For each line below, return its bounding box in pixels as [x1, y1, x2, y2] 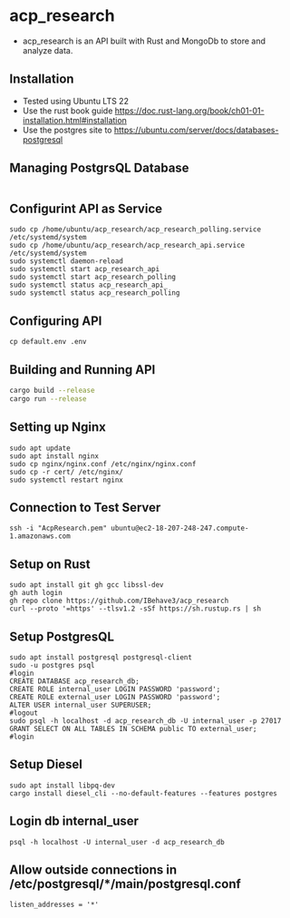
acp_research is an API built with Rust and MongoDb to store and [22, 35, 266, 46]
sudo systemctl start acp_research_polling [9, 273, 177, 282]
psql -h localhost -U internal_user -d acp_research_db [9, 837, 225, 846]
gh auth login [9, 589, 63, 598]
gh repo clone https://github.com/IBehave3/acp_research [9, 596, 229, 606]
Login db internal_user [9, 814, 139, 829]
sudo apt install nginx [9, 451, 100, 461]
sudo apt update [9, 444, 71, 453]
